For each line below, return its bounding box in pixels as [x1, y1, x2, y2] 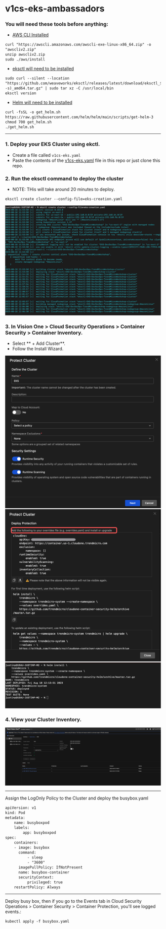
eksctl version [5, 91, 37, 96]
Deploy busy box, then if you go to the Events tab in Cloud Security [5, 898, 142, 904]
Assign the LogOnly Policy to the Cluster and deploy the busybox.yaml [5, 795, 149, 801]
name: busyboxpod [14, 820, 50, 825]
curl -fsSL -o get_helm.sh [5, 110, 61, 115]
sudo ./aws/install [5, 57, 45, 62]
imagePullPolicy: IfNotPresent [18, 864, 83, 870]
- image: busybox [14, 845, 50, 850]
